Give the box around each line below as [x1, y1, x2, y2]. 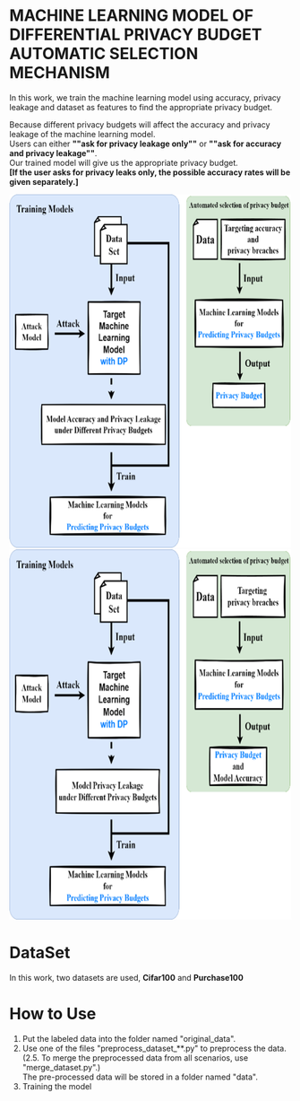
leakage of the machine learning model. [9, 128, 156, 139]
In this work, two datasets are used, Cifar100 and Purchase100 [9, 972, 244, 983]
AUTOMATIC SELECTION [9, 44, 199, 64]
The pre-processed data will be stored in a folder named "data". [21, 1071, 258, 1082]
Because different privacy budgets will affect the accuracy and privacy [9, 118, 270, 130]
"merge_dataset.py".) [21, 1062, 101, 1072]
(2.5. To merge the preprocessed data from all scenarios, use [21, 1052, 249, 1063]
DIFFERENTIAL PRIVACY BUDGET [9, 24, 262, 45]
